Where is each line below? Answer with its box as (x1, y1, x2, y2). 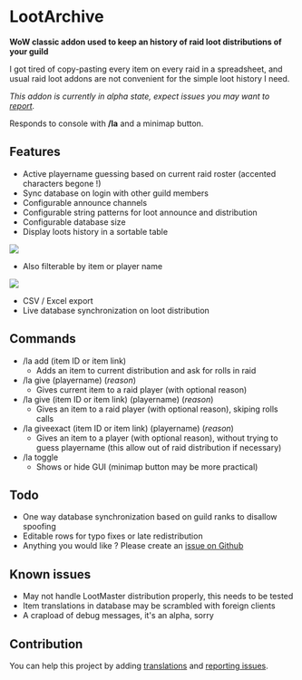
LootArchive (9, 6, 104, 27)
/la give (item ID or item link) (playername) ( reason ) (22, 393, 214, 404)
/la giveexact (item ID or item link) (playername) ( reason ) (22, 423, 234, 433)
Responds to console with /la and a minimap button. (9, 118, 204, 129)
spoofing (22, 521, 56, 532)
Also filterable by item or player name (22, 260, 163, 271)
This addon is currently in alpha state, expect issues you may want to (9, 91, 270, 102)
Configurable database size (22, 216, 126, 228)
